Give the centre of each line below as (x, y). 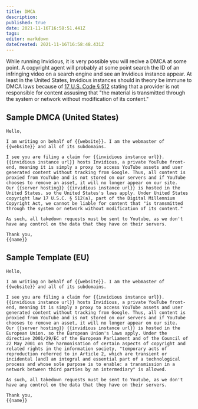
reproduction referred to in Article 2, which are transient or (87, 354)
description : (22, 17)
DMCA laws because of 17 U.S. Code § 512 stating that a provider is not (93, 86)
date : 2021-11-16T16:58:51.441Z (46, 28)
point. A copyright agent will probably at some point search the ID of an (93, 67)
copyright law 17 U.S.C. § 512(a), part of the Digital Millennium (91, 198)
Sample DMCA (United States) (62, 118)
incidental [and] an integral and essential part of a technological (93, 359)
